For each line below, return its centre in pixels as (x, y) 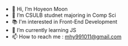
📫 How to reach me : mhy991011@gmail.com (67, 37)
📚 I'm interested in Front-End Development (65, 22)
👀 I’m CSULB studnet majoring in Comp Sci (64, 15)
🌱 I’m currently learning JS (44, 30)
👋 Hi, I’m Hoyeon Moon (40, 9)
